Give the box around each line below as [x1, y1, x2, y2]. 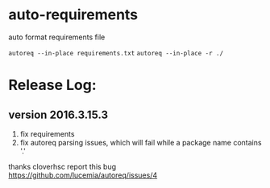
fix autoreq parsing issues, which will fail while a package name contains [19, 137, 262, 147]
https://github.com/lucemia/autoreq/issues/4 [8, 170, 158, 180]
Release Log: [8, 76, 97, 94]
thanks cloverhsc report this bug [8, 161, 117, 171]
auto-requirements [8, 6, 139, 24]
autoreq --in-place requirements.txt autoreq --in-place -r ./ [8, 49, 224, 57]
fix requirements [19, 129, 75, 138]
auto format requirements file [8, 32, 106, 42]
